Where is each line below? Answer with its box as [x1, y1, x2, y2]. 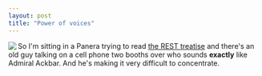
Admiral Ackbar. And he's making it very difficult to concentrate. [8, 58, 220, 68]
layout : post [8, 11, 52, 20]
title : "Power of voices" [8, 19, 95, 27]
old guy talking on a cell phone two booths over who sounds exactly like [8, 50, 248, 59]
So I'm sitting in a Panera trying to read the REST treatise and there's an [18, 41, 255, 50]
